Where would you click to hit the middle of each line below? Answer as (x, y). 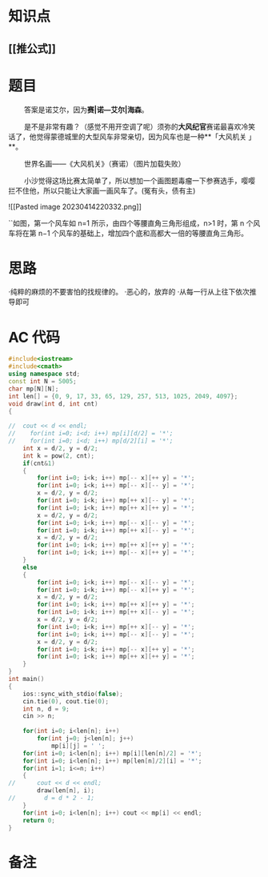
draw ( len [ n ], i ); (66, 791)
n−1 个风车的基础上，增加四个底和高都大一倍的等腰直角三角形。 (143, 233)
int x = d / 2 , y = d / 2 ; (60, 448)
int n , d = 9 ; (46, 709)
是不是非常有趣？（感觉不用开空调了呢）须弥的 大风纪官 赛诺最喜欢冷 (136, 126)
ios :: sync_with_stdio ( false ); (73, 694)
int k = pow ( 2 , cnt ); (58, 456)
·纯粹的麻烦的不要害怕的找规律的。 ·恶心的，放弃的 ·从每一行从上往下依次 (129, 292)
